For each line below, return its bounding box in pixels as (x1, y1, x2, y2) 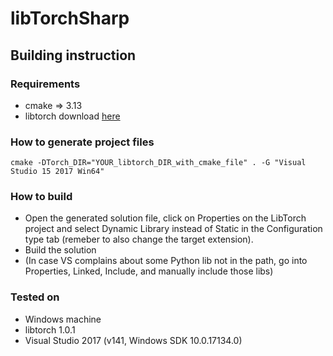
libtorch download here (24, 110, 121, 122)
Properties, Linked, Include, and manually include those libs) (24, 265, 274, 277)
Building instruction (10, 47, 137, 64)
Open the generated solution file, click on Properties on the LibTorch (24, 212, 307, 224)
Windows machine (24, 313, 102, 325)
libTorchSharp (10, 7, 130, 30)
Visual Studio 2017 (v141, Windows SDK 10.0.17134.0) (24, 334, 243, 346)
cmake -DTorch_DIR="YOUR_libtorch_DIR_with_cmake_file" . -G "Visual (10, 158, 307, 168)
